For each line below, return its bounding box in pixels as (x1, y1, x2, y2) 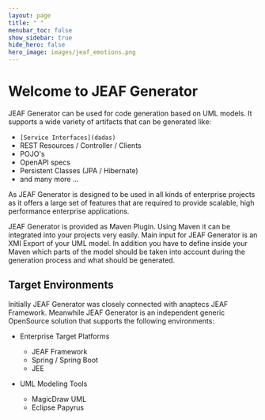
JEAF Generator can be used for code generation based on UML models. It (8, 108, 252, 118)
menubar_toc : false (8, 26, 73, 34)
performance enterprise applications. (8, 206, 130, 216)
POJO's (19, 149, 45, 158)
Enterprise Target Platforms (19, 331, 110, 341)
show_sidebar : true (8, 33, 73, 42)
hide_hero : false (8, 41, 66, 49)
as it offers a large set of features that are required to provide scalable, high (8, 198, 255, 207)
